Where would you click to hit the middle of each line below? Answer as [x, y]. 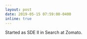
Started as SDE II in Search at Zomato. [44, 33]
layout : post [18, 10]
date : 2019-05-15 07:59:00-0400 [38, 14]
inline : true [18, 19]
